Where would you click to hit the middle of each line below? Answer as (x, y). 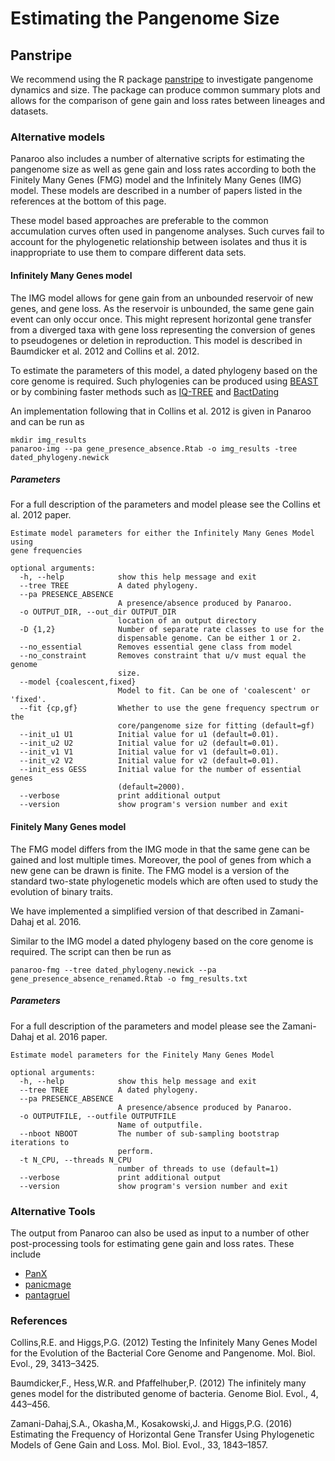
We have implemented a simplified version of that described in (139, 911)
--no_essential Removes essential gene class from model (156, 647)
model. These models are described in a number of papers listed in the (156, 191)
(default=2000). (151, 787)
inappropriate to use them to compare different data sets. (128, 253)
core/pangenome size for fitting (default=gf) (216, 726)
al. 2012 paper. (41, 515)
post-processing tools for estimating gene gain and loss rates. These (152, 1243)
